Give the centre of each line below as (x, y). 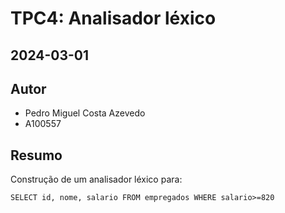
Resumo (36, 155)
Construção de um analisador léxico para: (96, 179)
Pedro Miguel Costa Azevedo (85, 113)
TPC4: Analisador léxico (113, 18)
